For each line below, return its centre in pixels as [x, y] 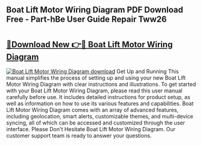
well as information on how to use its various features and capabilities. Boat [100, 103]
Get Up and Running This [148, 71]
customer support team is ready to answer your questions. [79, 136]
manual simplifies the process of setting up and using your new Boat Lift [96, 78]
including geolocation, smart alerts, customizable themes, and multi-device [100, 116]
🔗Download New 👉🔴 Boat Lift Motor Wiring [90, 44]
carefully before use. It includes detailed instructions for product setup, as [98, 97]
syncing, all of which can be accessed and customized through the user [96, 123]
